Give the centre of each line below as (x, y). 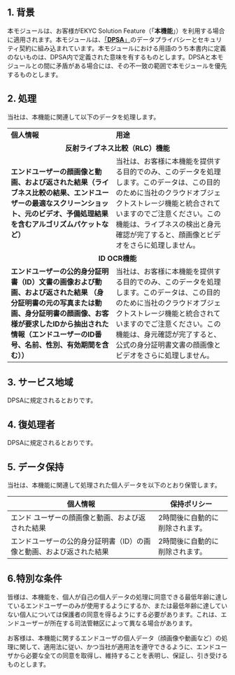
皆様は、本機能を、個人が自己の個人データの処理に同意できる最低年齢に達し (117, 597)
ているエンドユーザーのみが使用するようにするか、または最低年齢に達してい (117, 605)
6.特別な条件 (35, 579)
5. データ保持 (36, 467)
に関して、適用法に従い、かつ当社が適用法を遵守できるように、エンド (114, 646)
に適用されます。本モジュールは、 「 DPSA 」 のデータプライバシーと (102, 39)
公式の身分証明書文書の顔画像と (169, 345)
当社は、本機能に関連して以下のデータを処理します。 (84, 117)
